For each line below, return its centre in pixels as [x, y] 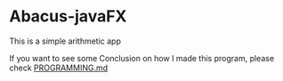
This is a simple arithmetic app [65, 41]
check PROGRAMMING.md [59, 68]
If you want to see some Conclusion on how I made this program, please [141, 58]
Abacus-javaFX [68, 16]
